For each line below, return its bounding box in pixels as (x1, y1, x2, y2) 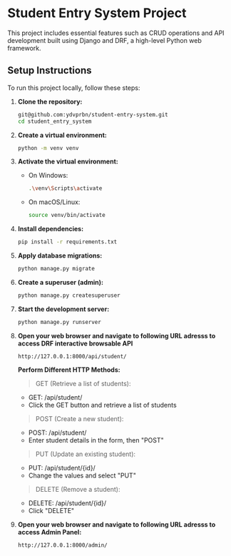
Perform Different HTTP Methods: (17, 365, 120, 374)
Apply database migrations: (17, 251, 103, 260)
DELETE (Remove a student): (35, 485, 120, 493)
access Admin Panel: (17, 527, 82, 536)
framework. (7, 44, 41, 52)
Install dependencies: (17, 225, 84, 233)
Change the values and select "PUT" (28, 471, 137, 480)
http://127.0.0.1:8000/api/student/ (17, 353, 127, 360)
